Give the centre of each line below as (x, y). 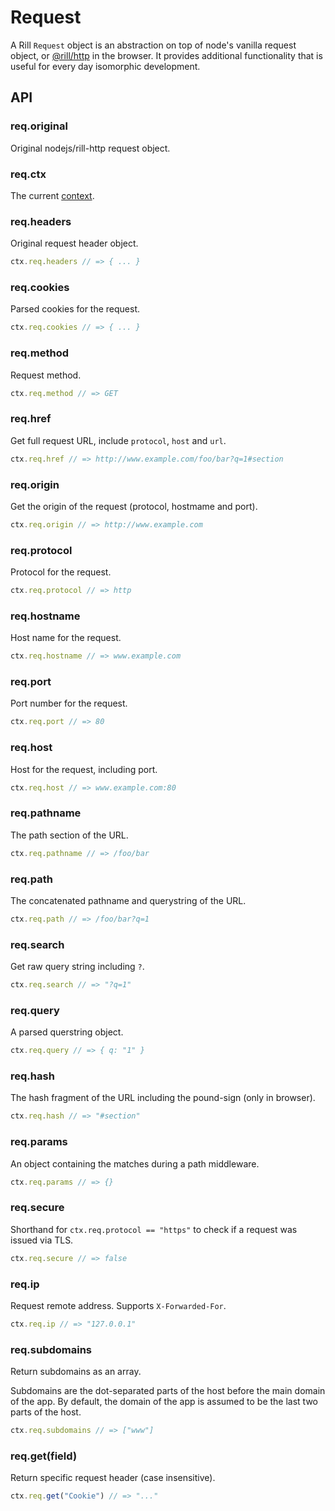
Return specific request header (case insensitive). (113, 1478)
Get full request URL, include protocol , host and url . (118, 440)
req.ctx (28, 174)
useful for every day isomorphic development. (105, 66)
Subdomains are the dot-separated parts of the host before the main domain (168, 1391)
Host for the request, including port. (84, 769)
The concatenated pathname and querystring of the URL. (128, 900)
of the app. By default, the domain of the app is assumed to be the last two (164, 1402)
